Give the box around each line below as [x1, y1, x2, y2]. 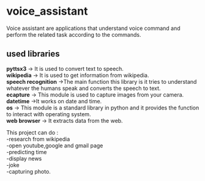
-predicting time [6, 148, 47, 155]
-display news [6, 155, 42, 162]
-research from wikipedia [6, 135, 70, 142]
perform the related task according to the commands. [6, 31, 141, 38]
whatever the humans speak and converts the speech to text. [6, 84, 161, 92]
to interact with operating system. [6, 110, 91, 117]
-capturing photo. [6, 168, 51, 175]
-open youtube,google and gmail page [6, 142, 103, 149]
